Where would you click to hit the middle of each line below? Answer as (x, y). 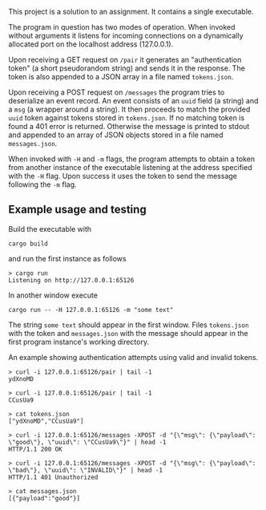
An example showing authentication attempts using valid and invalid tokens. (133, 357)
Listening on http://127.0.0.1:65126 (71, 280)
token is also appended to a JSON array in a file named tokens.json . (121, 77)
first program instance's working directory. (79, 342)
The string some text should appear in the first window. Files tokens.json (129, 325)
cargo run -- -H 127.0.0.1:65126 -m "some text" (91, 310)
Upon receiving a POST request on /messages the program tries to (117, 92)
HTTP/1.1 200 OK (35, 449)
